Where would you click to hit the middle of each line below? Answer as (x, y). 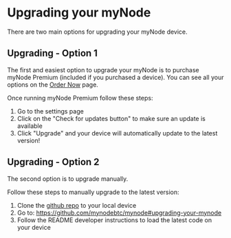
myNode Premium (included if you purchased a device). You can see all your (115, 77)
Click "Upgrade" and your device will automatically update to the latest (117, 133)
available (30, 126)
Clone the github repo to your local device (77, 205)
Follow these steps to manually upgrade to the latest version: (93, 192)
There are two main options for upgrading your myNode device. (97, 32)
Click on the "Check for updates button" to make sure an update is (111, 118)
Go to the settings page (50, 111)
